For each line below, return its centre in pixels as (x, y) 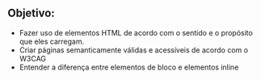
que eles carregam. (52, 41)
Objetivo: (32, 13)
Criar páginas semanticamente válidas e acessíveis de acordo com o (133, 50)
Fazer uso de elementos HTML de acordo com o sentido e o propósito (136, 32)
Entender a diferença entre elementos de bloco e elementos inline (129, 67)
